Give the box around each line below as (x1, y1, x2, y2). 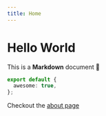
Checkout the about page (7, 101, 80, 110)
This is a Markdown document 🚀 (7, 63, 100, 71)
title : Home (7, 10, 41, 17)
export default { (7, 76, 57, 83)
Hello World (7, 39, 76, 55)
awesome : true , (13, 82, 57, 90)
